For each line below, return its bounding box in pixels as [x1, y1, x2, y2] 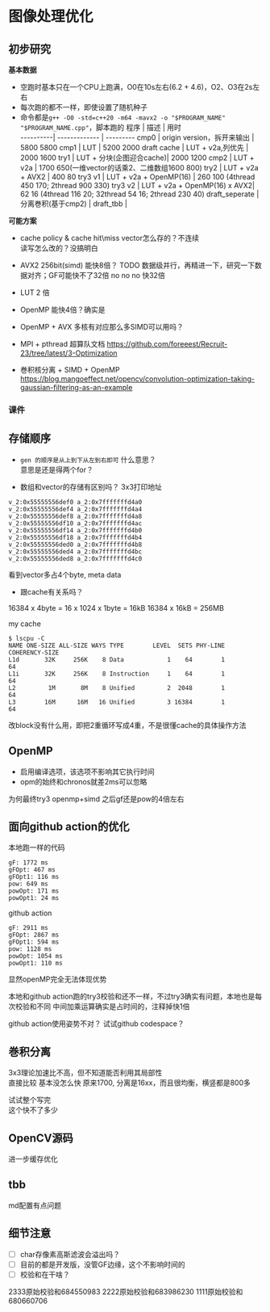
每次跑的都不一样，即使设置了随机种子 [19, 103, 147, 111]
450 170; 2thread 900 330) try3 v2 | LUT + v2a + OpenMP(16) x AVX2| [19, 181, 255, 190]
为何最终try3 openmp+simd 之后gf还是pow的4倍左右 [8, 793, 185, 804]
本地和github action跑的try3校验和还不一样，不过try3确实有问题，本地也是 [8, 991, 255, 1002]
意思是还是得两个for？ [19, 465, 94, 474]
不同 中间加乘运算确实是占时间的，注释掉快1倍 [35, 1002, 190, 1011]
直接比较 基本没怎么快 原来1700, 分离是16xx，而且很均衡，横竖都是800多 [8, 1078, 251, 1087]
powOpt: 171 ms [8, 887, 60, 895]
